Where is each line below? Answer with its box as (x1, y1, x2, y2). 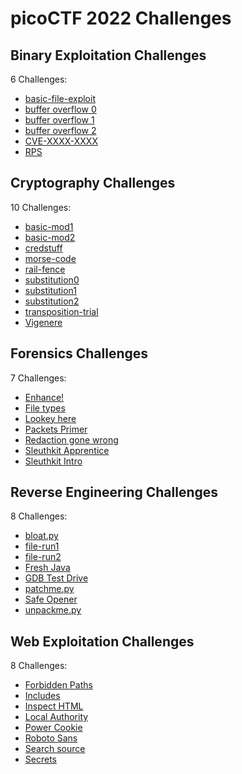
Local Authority (24, 711, 89, 723)
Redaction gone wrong (24, 433, 119, 446)
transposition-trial (24, 305, 99, 317)
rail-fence (24, 263, 66, 275)
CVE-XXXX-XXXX (24, 135, 98, 147)
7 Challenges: (10, 372, 67, 384)
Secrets (24, 753, 57, 766)
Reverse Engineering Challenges (10, 484, 219, 501)
